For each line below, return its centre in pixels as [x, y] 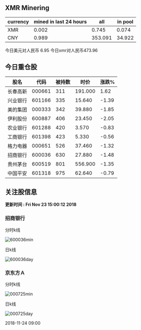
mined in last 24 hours [60, 21]
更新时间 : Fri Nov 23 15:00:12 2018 [41, 205]
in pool [125, 21]
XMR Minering [27, 8]
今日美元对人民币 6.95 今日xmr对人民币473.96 [52, 50]
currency [18, 21]
